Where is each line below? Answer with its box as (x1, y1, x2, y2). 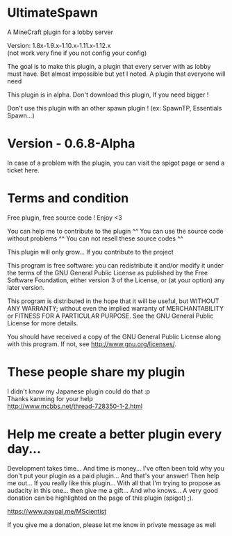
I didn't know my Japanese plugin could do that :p (7, 387, 151, 396)
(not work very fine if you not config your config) (7, 49, 147, 57)
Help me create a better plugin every (7, 426, 222, 442)
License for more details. (7, 318, 78, 327)
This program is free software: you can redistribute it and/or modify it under (7, 261, 224, 269)
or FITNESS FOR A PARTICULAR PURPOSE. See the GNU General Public (7, 311, 214, 320)
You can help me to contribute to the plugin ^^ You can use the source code (7, 227, 224, 235)
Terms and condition (7, 190, 129, 206)
